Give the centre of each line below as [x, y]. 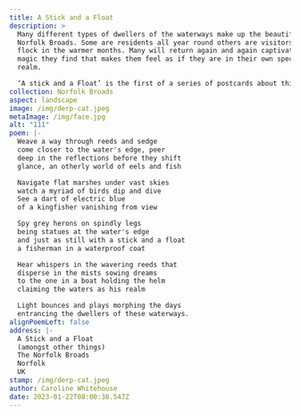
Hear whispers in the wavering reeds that [97, 264]
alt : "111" [29, 125]
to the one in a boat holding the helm [92, 281]
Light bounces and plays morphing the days [99, 306]
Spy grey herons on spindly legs [79, 224]
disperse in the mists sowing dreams [87, 273]
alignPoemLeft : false [50, 322]
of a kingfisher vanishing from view [87, 207]
